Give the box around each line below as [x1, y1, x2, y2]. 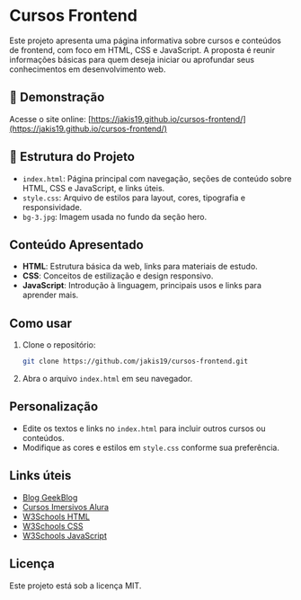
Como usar [9, 315, 73, 331]
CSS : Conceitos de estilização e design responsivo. [22, 270, 214, 281]
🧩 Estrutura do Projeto [9, 149, 135, 164]
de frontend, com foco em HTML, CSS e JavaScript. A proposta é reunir [9, 44, 276, 55]
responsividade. [22, 201, 83, 212]
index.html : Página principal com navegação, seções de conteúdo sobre [22, 172, 292, 184]
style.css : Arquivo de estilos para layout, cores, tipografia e [22, 192, 246, 203]
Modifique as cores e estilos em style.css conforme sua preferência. [22, 442, 280, 453]
